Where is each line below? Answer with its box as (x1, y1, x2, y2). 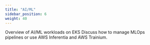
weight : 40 (5, 16, 27, 21)
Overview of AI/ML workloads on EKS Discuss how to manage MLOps (5, 30, 145, 35)
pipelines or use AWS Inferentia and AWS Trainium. (5, 34, 108, 40)
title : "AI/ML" (5, 7, 36, 12)
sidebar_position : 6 (5, 12, 47, 16)
